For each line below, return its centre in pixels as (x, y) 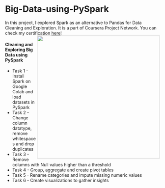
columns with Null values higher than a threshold (62, 165)
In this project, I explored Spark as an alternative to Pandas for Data (73, 23)
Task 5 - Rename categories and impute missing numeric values (77, 175)
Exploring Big (19, 50)
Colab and (23, 92)
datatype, (22, 128)
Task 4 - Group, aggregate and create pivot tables (63, 170)
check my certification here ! (34, 33)
